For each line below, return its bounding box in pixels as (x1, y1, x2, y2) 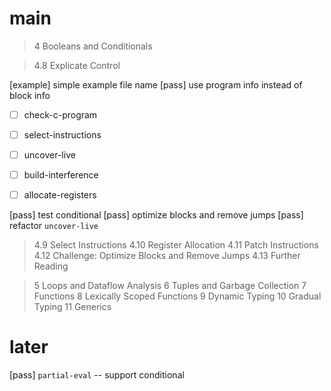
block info (9, 89, 51, 101)
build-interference (23, 169, 99, 181)
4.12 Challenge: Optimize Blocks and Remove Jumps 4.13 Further (33, 250, 301, 262)
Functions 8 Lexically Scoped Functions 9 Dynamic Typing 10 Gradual (33, 290, 322, 302)
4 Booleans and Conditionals (33, 40, 153, 52)
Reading (33, 260, 69, 272)
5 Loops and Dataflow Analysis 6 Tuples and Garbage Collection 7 (33, 280, 307, 292)
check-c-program (23, 108, 98, 121)
